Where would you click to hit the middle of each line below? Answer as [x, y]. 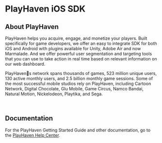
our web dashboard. [25, 64]
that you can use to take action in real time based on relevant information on [81, 59]
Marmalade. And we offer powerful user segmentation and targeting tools [79, 54]
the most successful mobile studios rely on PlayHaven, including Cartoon [78, 84]
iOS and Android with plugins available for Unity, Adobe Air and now [73, 49]
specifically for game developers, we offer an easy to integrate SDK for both [81, 43]
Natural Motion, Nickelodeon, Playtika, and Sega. [54, 94]
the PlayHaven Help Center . [33, 135]
